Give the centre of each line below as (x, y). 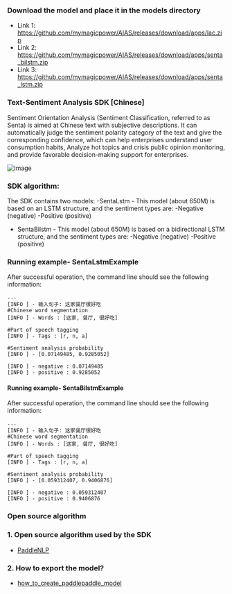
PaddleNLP (33, 550)
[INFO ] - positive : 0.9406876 (54, 499)
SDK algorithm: (34, 186)
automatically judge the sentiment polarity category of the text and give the (115, 132)
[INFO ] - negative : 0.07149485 (55, 366)
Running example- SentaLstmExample (73, 262)
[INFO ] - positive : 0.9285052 (54, 373)
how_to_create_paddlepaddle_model (70, 583)
